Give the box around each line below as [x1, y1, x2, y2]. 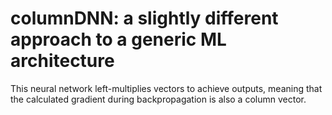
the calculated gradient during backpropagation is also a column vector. [10, 93, 307, 105]
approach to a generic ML [10, 28, 227, 51]
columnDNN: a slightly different [10, 7, 279, 30]
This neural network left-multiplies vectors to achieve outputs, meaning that [10, 82, 323, 94]
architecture [10, 50, 115, 72]
